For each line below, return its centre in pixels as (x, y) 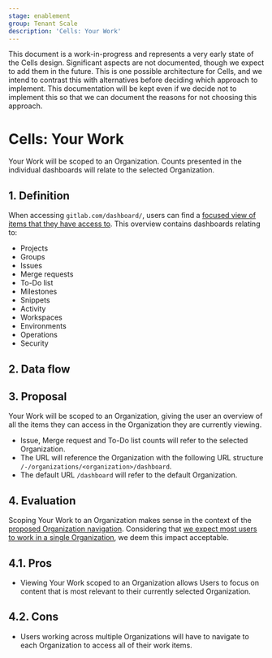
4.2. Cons (34, 617)
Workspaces (41, 317)
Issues (31, 266)
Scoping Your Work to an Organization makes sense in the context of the (130, 521)
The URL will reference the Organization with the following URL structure (142, 458)
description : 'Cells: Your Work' (65, 31)
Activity (33, 309)
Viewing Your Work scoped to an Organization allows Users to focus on (140, 582)
